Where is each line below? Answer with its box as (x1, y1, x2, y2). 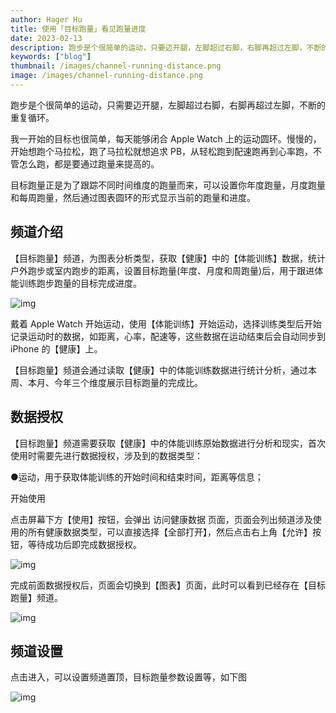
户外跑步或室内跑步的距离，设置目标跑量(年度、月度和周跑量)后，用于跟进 (10, 264, 315, 276)
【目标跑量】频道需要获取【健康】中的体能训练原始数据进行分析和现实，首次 (10, 437, 326, 449)
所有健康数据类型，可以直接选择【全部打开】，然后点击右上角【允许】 (27, 526, 313, 538)
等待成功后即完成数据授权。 (27, 538, 142, 550)
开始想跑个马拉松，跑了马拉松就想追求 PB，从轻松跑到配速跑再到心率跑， (10, 145, 314, 157)
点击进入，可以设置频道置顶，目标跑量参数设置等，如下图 (10, 671, 247, 683)
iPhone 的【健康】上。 (10, 342, 103, 355)
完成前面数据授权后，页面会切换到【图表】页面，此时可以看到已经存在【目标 (10, 579, 326, 591)
